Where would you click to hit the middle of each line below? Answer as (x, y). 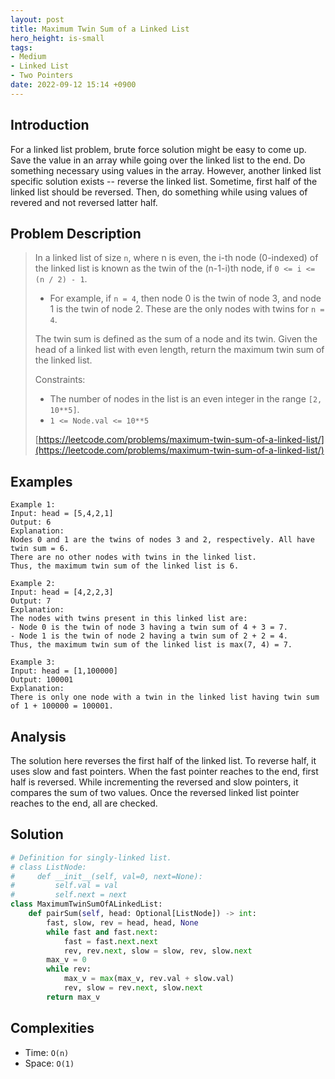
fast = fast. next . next (111, 941)
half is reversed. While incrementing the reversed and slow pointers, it (154, 782)
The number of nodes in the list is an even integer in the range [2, (186, 399)
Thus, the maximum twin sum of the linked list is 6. (125, 566)
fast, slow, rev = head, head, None (122, 922)
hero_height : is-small (57, 38)
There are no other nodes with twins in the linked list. (133, 557)
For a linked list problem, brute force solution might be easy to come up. (158, 149)
